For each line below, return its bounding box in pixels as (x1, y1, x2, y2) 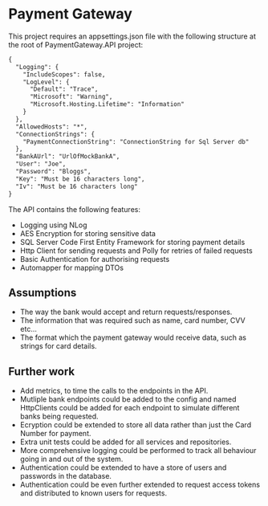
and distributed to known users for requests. (19, 488, 167, 498)
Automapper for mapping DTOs (19, 263, 124, 272)
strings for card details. (19, 341, 98, 351)
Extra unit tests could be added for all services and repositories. (19, 437, 232, 447)
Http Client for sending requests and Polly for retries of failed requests (19, 246, 253, 255)
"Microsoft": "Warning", (29, 93, 113, 101)
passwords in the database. (19, 471, 112, 481)
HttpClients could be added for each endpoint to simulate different (19, 403, 240, 413)
